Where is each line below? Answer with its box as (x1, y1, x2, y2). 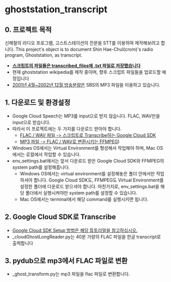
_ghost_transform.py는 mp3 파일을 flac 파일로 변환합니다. (12, 271, 130, 277)
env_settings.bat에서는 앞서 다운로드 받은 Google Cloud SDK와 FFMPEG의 (12, 157, 164, 164)
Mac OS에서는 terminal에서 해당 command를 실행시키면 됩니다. (19, 196, 149, 202)
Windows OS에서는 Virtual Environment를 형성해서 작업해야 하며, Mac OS (12, 145, 163, 151)
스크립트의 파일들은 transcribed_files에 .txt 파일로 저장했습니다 (12, 63, 141, 69)
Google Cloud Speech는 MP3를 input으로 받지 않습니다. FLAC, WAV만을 (12, 113, 160, 119)
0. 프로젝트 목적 (5, 25, 52, 34)
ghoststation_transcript (5, 4, 108, 15)
